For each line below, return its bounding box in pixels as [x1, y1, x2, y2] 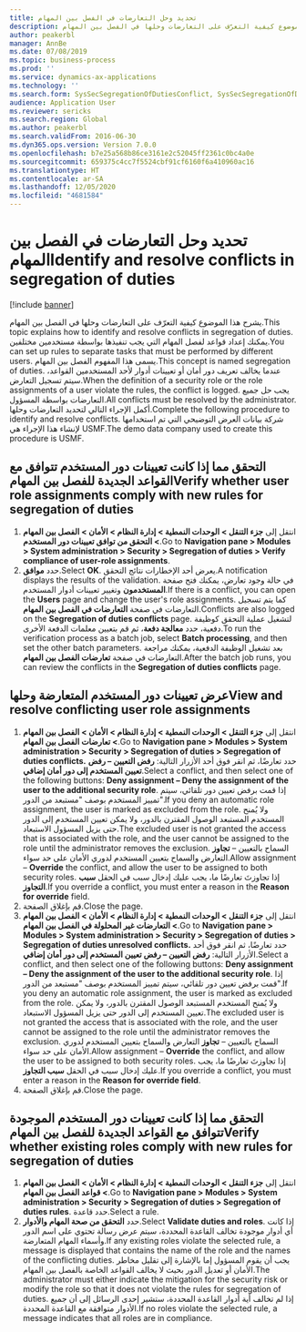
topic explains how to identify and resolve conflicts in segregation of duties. [9, 326, 294, 337]
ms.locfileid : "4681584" [9, 191, 104, 200]
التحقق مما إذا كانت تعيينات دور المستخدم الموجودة [9, 1110, 264, 1125]
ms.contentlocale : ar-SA [9, 174, 104, 183]
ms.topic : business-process [9, 56, 117, 65]
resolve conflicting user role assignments [9, 702, 250, 717]
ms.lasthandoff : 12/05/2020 [9, 183, 117, 192]
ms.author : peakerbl [9, 124, 88, 133]
